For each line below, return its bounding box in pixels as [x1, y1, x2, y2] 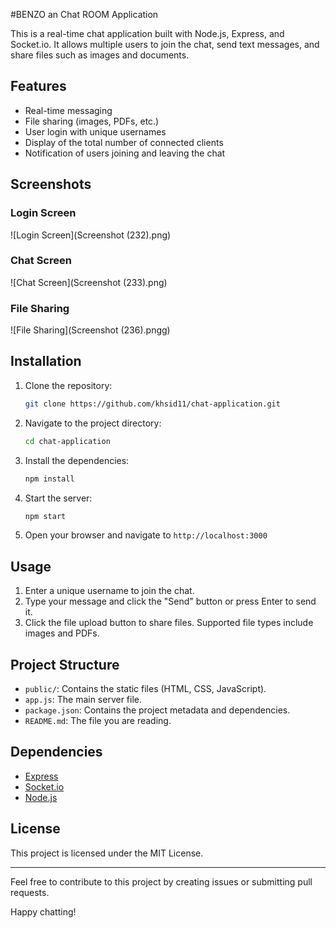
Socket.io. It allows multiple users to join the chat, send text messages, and [10, 39, 320, 50]
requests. [10, 886, 50, 898]
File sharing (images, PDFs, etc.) [24, 115, 160, 127]
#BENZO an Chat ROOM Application [10, 9, 159, 20]
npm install [24, 474, 75, 484]
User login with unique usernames [24, 125, 167, 138]
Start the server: [24, 492, 93, 504]
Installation [10, 353, 82, 370]
